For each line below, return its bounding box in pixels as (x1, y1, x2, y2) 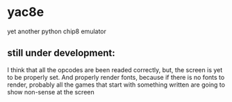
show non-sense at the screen (7, 87, 95, 96)
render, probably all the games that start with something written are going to (7, 80, 226, 89)
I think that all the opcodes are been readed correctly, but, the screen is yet (7, 65, 223, 74)
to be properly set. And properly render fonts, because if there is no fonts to (7, 73, 225, 81)
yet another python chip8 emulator (7, 27, 106, 35)
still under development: (7, 47, 116, 59)
